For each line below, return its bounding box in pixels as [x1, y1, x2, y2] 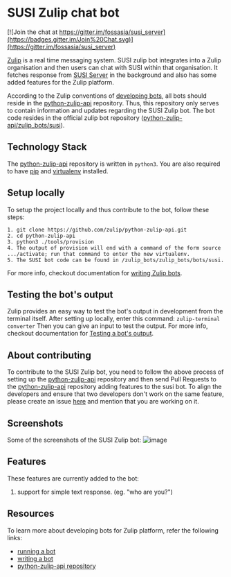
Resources [7, 508, 55, 519]
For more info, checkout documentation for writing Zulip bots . [7, 268, 183, 277]
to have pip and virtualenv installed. [7, 166, 109, 175]
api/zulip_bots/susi [7, 121, 61, 129]
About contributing [7, 349, 91, 361]
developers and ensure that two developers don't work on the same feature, [7, 390, 224, 398]
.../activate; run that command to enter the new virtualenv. [7, 250, 190, 257]
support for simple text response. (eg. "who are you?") [17, 488, 173, 496]
